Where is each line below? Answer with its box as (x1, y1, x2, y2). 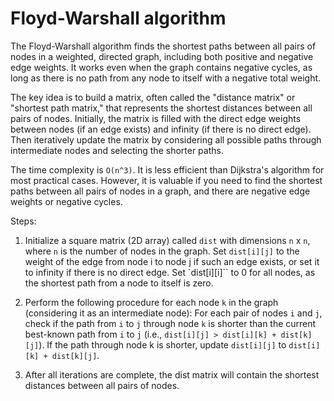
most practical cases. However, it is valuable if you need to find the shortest (10, 174, 323, 186)
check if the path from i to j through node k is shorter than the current (24, 317, 317, 329)
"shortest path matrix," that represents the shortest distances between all (10, 102, 313, 114)
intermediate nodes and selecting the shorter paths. (10, 144, 224, 156)
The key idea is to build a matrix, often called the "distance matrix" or (10, 91, 296, 103)
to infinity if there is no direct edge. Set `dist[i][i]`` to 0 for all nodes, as (24, 266, 316, 278)
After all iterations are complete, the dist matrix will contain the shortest (24, 368, 320, 381)
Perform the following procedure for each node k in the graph (24, 296, 279, 308)
